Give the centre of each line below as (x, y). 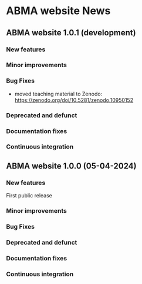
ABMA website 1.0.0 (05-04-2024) (71, 166)
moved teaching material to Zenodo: (58, 94)
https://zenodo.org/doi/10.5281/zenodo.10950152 (74, 100)
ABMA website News (58, 11)
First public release (29, 196)
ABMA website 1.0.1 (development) (71, 33)
